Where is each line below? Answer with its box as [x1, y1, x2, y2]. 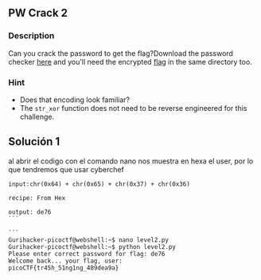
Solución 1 [8, 135, 60, 148]
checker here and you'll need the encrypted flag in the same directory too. [8, 57, 252, 66]
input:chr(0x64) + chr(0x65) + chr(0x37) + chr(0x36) [8, 179, 191, 188]
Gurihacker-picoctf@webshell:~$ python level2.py [8, 243, 177, 250]
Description [8, 30, 55, 41]
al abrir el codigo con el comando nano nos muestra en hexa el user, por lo [8, 156, 254, 166]
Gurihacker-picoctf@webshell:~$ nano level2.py [8, 235, 169, 244]
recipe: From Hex [8, 194, 66, 202]
